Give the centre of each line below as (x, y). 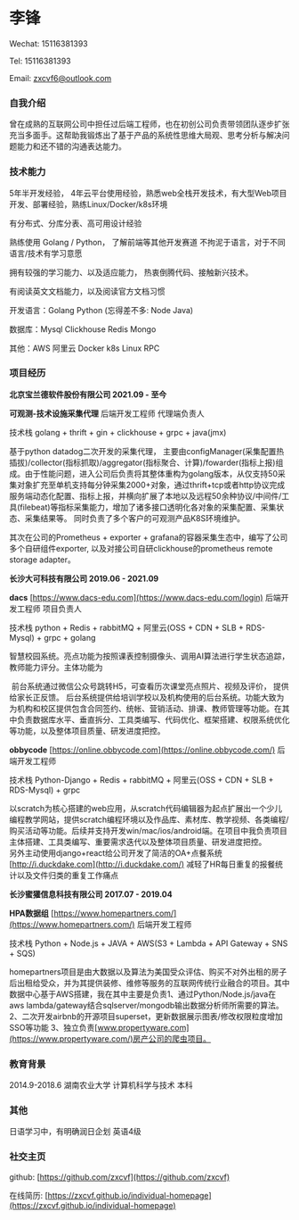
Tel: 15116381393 (40, 61)
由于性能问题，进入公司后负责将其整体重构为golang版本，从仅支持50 (151, 473)
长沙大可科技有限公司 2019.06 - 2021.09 (84, 578)
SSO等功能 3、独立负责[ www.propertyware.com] (99, 1027)
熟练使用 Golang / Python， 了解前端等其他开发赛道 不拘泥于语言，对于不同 (148, 242)
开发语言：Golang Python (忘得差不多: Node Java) (101, 310)
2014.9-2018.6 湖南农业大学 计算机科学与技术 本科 (101, 1085)
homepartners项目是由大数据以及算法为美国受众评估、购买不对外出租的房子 (148, 971)
